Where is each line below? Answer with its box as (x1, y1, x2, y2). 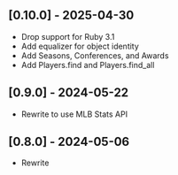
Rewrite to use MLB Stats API (20, 109, 128, 119)
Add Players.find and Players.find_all (20, 59, 155, 70)
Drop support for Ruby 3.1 (20, 31, 115, 42)
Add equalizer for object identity (20, 41, 139, 51)
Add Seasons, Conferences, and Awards (20, 49, 169, 61)
